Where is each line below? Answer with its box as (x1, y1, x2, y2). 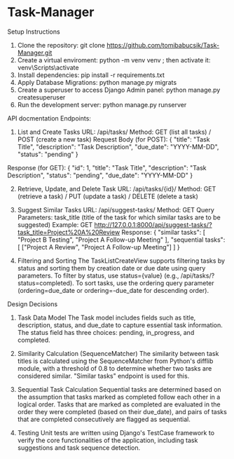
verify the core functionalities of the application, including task (17, 436, 198, 444)
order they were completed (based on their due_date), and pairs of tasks (17, 407, 228, 416)
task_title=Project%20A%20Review (17, 228, 121, 236)
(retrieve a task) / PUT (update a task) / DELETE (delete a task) (17, 192, 198, 200)
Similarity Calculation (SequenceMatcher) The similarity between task (17, 349, 219, 357)
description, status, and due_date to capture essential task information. (17, 320, 223, 329)
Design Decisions (7, 299, 58, 308)
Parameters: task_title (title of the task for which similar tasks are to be (17, 213, 221, 221)
